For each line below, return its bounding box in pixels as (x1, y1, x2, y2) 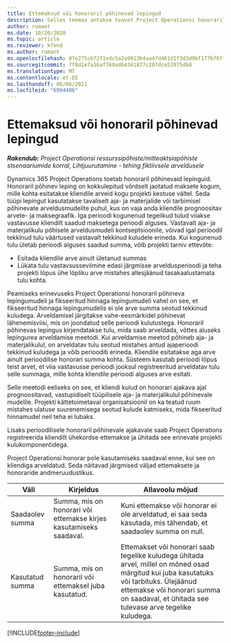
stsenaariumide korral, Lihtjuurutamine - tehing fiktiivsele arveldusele (7, 161, 204, 170)
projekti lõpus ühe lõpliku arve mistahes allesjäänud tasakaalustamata (16, 269, 215, 277)
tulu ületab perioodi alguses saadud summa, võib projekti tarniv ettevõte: (7, 241, 214, 249)
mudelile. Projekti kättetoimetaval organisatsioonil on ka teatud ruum (7, 398, 201, 407)
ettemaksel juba (53, 581, 105, 591)
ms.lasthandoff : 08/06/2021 (7, 81, 88, 88)
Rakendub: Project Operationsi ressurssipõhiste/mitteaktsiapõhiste (7, 154, 198, 163)
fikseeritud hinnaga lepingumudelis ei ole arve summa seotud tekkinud (7, 304, 208, 312)
